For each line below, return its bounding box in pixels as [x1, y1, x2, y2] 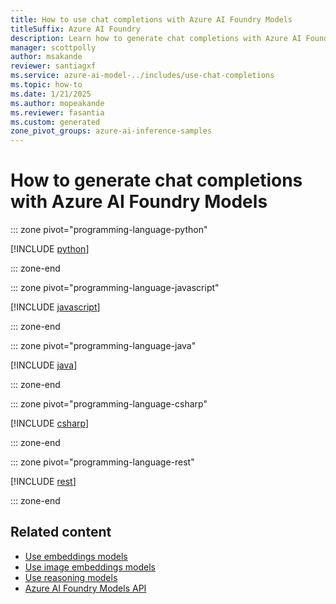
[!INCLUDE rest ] [10, 476, 77, 488]
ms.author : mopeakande [10, 98, 105, 108]
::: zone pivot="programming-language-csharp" [10, 398, 208, 410]
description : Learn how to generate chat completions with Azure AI [10, 33, 302, 43]
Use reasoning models [24, 571, 118, 583]
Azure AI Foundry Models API [24, 582, 147, 594]
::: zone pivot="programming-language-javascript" [10, 282, 220, 294]
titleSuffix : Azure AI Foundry [10, 24, 141, 34]
